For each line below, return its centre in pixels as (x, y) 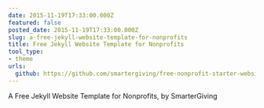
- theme (21, 59)
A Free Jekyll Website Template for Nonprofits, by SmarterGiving (113, 95)
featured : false (35, 23)
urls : (17, 67)
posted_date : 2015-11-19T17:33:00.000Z (73, 30)
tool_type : (26, 52)
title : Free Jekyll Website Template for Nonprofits (96, 45)
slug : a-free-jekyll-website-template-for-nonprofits (98, 37)
